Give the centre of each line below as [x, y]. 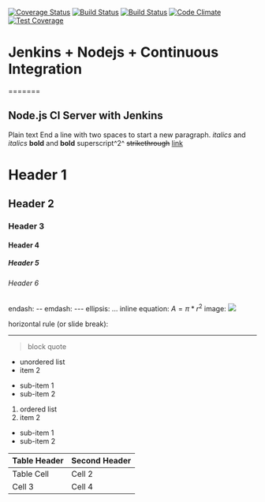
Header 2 [32, 204]
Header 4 [24, 245]
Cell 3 [23, 487]
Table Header [38, 461]
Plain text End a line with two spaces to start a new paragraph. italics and [127, 135]
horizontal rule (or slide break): [58, 324]
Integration [45, 69]
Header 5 [24, 263]
